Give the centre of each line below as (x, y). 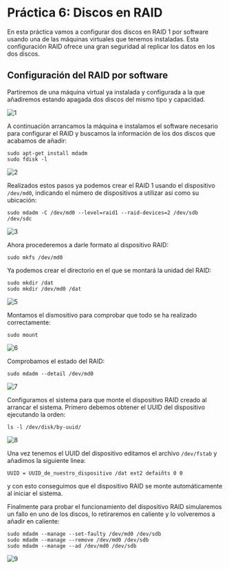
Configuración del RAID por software (88, 75)
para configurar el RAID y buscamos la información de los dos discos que (111, 133)
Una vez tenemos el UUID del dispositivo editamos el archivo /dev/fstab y (112, 453)
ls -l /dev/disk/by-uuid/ (44, 427)
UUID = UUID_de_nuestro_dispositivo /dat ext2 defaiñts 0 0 (95, 473)
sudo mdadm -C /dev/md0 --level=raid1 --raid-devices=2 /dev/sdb (102, 213)
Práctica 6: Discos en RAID (85, 13)
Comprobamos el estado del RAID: (56, 361)
